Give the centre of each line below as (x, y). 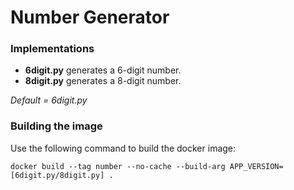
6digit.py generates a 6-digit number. (103, 70)
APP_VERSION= (256, 166)
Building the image (56, 126)
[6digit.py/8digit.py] (57, 175)
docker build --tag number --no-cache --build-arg (118, 166)
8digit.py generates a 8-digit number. (103, 81)
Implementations (52, 49)
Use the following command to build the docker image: (123, 148)
